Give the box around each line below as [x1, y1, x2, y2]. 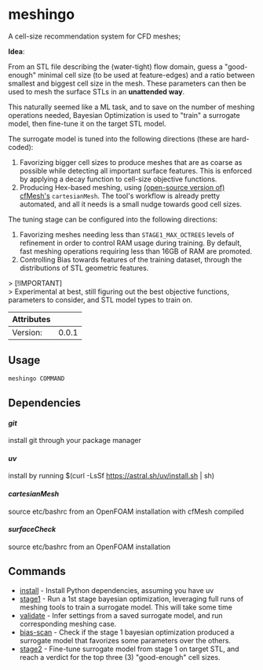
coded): [8, 142, 34, 152]
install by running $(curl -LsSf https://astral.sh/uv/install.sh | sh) [8, 471, 214, 481]
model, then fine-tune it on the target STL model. [8, 119, 166, 128]
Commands [8, 565, 67, 578]
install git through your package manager [8, 436, 141, 445]
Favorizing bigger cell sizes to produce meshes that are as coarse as [19, 157, 243, 167]
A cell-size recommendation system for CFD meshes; [8, 31, 181, 41]
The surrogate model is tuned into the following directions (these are [8, 134, 230, 143]
